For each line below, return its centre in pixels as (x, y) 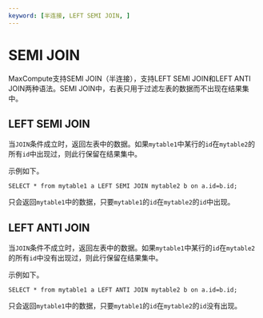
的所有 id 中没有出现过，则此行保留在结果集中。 (86, 258)
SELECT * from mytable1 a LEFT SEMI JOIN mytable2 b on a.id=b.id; (123, 186)
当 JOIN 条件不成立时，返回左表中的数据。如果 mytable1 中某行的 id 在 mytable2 (132, 248)
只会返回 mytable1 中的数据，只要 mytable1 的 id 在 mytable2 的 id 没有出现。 (125, 306)
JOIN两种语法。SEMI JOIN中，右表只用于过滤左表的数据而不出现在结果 (125, 88)
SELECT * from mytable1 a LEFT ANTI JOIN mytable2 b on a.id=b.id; (123, 290)
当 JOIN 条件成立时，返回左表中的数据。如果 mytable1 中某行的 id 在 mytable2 (128, 144)
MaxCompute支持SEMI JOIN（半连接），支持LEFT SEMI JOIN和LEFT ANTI (130, 78)
